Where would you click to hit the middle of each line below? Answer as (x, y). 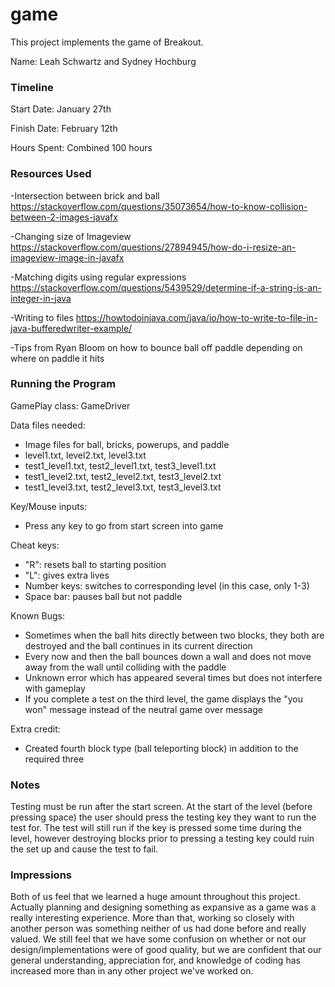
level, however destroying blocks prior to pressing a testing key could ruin (162, 839)
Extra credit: (35, 729)
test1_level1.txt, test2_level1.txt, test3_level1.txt (120, 465)
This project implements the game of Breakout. (107, 42)
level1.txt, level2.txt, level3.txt (85, 455)
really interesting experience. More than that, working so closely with (152, 918)
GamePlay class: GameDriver (70, 405)
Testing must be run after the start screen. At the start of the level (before (161, 807)
